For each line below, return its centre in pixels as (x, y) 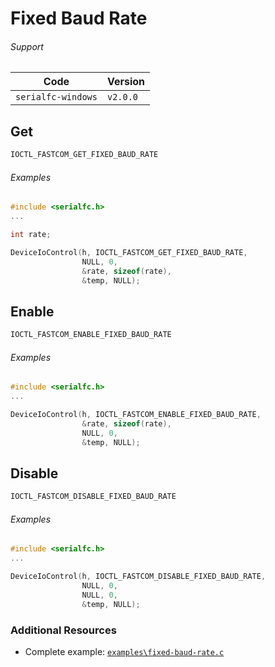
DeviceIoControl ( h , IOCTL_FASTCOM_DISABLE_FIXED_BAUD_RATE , (138, 577)
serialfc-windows (56, 97)
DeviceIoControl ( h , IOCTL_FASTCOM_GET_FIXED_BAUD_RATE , (129, 252)
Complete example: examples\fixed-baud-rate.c (124, 651)
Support (27, 46)
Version (126, 82)
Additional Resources (63, 630)
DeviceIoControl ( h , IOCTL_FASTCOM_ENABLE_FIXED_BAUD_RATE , (136, 415)
